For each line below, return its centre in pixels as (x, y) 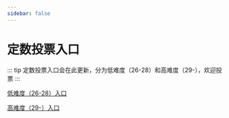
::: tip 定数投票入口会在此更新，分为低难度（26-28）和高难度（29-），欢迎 (112, 70)
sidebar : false (29, 13)
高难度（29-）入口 (33, 108)
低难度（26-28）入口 (37, 93)
